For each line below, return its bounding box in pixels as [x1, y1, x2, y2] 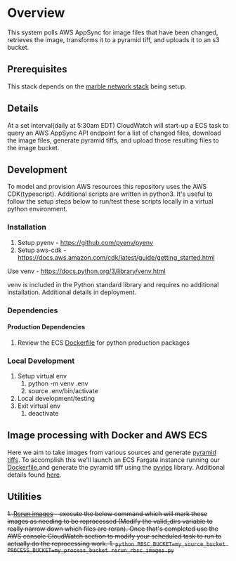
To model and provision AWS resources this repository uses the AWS [7, 183, 207, 191]
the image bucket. [7, 143, 60, 152]
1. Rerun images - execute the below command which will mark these [7, 509, 208, 517]
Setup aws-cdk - [17, 246, 67, 254]
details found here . [7, 470, 62, 479]
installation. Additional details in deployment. [7, 288, 137, 296]
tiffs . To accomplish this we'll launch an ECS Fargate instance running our [7, 455, 220, 464]
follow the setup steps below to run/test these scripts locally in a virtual [7, 197, 214, 206]
